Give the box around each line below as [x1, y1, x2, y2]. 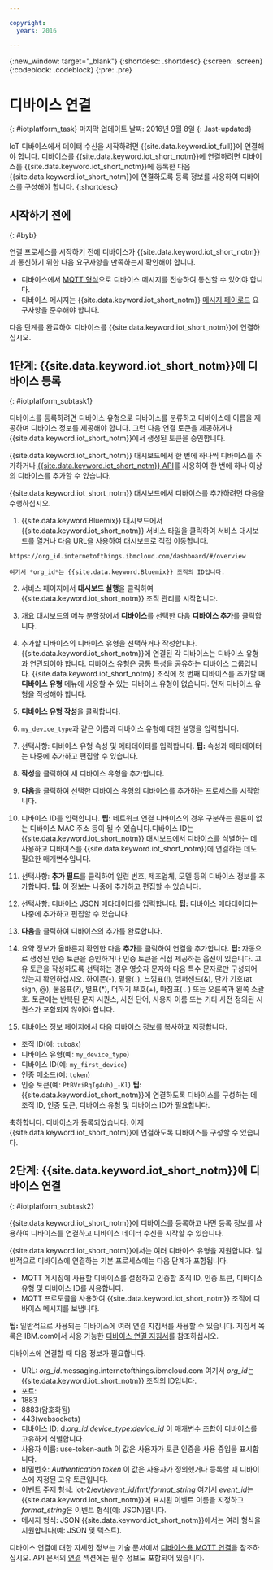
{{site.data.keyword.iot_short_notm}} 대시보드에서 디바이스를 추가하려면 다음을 [9, 488, 265, 498]
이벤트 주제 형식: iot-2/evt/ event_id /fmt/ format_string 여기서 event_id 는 [20, 1485, 254, 1494]
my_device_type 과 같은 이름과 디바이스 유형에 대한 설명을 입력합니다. [20, 724, 239, 733]
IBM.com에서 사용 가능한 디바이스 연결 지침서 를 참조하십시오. [24, 1331, 219, 1340]
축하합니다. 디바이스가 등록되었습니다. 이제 [9, 1117, 145, 1127]
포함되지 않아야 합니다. [42, 1004, 115, 1014]
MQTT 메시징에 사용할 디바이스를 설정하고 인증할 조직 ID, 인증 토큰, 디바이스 [20, 1273, 263, 1283]
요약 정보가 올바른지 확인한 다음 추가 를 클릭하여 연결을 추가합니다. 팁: [20, 943, 240, 953]
